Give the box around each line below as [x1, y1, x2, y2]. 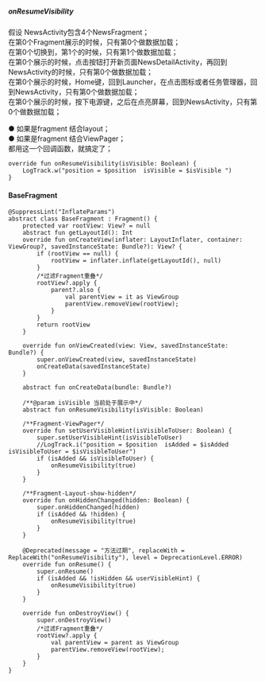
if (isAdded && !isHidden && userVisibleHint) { [36, 575, 201, 583]
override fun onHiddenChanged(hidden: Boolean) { [22, 497, 190, 505]
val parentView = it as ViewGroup [64, 293, 179, 302]
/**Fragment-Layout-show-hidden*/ [22, 489, 136, 497]
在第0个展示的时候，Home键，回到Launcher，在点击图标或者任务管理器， [8, 76, 252, 87]
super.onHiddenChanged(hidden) [36, 504, 140, 512]
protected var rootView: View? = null [22, 222, 151, 230]
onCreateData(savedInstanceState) [36, 363, 151, 371]
